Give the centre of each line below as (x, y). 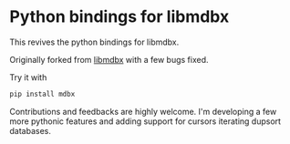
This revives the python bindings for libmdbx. (94, 42)
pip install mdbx (42, 94)
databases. (31, 130)
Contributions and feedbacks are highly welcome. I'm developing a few (143, 111)
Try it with (28, 77)
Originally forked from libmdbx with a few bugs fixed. (109, 59)
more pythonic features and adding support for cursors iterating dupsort (145, 121)
